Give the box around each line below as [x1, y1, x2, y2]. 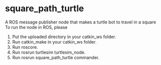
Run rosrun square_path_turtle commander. [12, 54, 100, 60]
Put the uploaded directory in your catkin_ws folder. [12, 34, 116, 40]
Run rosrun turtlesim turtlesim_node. [12, 49, 86, 55]
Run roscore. [12, 44, 38, 50]
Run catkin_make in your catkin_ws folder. [12, 39, 97, 44]
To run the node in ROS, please [5, 24, 68, 30]
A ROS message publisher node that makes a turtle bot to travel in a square [5, 19, 156, 25]
